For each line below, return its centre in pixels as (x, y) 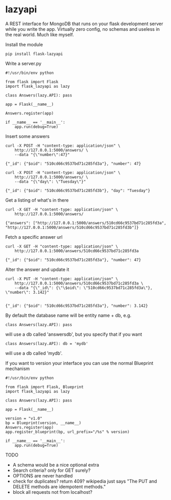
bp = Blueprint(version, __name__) (43, 423)
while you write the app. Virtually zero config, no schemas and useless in (83, 29)
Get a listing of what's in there (37, 200)
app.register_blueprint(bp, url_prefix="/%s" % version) (68, 432)
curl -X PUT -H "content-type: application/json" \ (62, 279)
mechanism (17, 369)
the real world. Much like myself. (40, 34)
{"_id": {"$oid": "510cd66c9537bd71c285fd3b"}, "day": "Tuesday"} (78, 190)
